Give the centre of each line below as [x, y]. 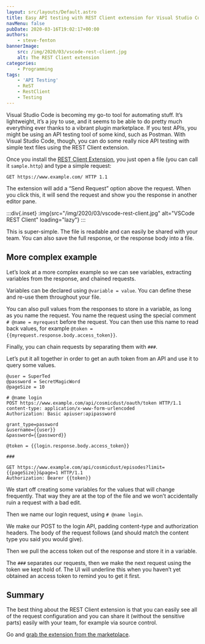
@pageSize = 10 [26, 387]
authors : [17, 35]
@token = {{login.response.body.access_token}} [68, 446]
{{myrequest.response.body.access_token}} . [62, 335]
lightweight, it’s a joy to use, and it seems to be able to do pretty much [94, 121]
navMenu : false [26, 23]
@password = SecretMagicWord [43, 381]
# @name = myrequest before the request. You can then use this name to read [102, 321]
